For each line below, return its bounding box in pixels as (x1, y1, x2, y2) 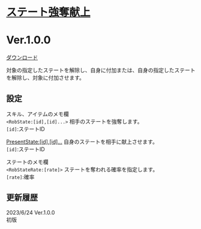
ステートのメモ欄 (6, 158, 49, 165)
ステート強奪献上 (6, 5, 91, 19)
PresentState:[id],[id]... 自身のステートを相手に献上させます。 (6, 138, 158, 145)
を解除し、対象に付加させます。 (6, 74, 85, 82)
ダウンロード (6, 54, 38, 61)
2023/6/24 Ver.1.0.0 (6, 209, 55, 216)
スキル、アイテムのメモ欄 (6, 110, 69, 117)
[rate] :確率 (6, 173, 35, 180)
